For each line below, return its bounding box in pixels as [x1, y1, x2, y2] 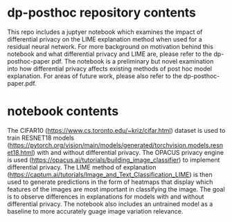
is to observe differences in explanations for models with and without [7, 192, 204, 201]
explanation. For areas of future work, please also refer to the [7, 71, 182, 80]
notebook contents [7, 104, 119, 119]
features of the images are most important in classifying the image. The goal [7, 185, 225, 193]
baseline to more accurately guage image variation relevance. [7, 207, 184, 215]
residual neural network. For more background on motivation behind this [7, 42, 213, 50]
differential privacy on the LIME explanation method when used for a [7, 35, 202, 43]
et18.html [7, 148, 33, 156]
